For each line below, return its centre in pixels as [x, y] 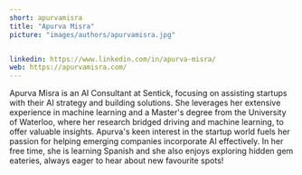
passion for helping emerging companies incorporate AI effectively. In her [146, 141]
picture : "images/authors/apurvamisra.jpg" [93, 34]
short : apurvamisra [46, 18]
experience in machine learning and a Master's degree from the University [148, 112]
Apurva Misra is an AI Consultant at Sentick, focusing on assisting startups [148, 93]
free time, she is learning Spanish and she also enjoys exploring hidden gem [151, 151]
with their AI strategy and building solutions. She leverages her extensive [145, 103]
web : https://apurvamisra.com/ [68, 68]
